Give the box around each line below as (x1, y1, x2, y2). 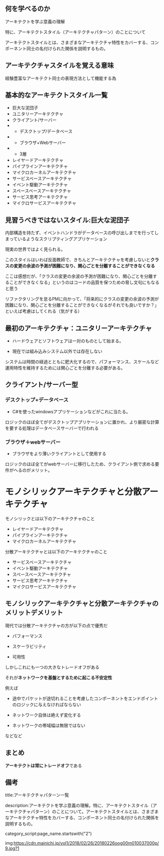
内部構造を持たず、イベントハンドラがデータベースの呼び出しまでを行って (5, 230, 155, 236)
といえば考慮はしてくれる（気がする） (5, 308, 82, 314)
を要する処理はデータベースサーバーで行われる (5, 425, 99, 431)
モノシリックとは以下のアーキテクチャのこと (5, 515, 95, 521)
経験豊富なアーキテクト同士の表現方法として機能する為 (5, 75, 117, 81)
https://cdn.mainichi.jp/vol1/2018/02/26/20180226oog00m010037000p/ (14, 840, 159, 846)
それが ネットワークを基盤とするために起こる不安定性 (5, 675, 113, 680)
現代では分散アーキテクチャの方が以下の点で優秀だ (5, 622, 108, 629)
